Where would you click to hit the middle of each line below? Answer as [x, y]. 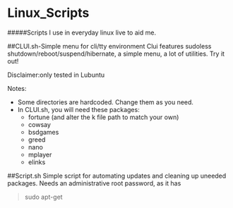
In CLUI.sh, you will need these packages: [78, 109]
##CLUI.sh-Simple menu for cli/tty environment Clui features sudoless [109, 46]
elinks [37, 162]
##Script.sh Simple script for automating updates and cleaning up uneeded [117, 176]
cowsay [40, 124]
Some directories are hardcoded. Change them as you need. [106, 102]
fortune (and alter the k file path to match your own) [103, 117]
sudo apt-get [43, 197]
